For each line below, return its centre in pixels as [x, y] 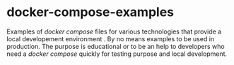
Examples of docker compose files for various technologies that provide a [114, 31]
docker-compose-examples [90, 12]
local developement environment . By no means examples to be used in [111, 38]
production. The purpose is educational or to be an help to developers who [116, 46]
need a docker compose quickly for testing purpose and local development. [117, 54]
